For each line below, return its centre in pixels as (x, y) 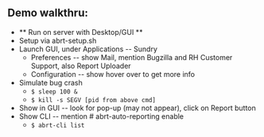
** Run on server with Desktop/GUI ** (81, 32)
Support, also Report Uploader (81, 66)
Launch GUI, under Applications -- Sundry (88, 49)
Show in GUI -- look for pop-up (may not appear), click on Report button (137, 108)
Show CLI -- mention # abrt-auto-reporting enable (101, 116)
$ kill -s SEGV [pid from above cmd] (93, 100)
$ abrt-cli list (58, 125)
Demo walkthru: (48, 13)
